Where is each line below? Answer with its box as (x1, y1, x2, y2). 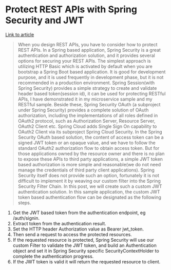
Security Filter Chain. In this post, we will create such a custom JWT (17, 183, 163, 189)
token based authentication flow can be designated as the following (17, 194, 162, 200)
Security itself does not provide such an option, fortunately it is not (17, 172, 159, 178)
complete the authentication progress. (12, 253, 94, 259)
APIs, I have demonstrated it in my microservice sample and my (17, 96, 153, 102)
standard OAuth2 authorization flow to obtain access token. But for (17, 145, 160, 151)
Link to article (5, 31, 34, 37)
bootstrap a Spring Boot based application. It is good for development (17, 68, 166, 75)
